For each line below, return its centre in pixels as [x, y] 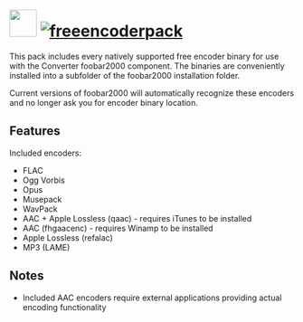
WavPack [40, 209]
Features [35, 131]
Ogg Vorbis [43, 180]
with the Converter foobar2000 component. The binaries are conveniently [147, 66]
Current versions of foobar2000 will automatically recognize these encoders [152, 93]
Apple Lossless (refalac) [67, 237]
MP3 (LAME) [46, 247]
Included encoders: [46, 153]
